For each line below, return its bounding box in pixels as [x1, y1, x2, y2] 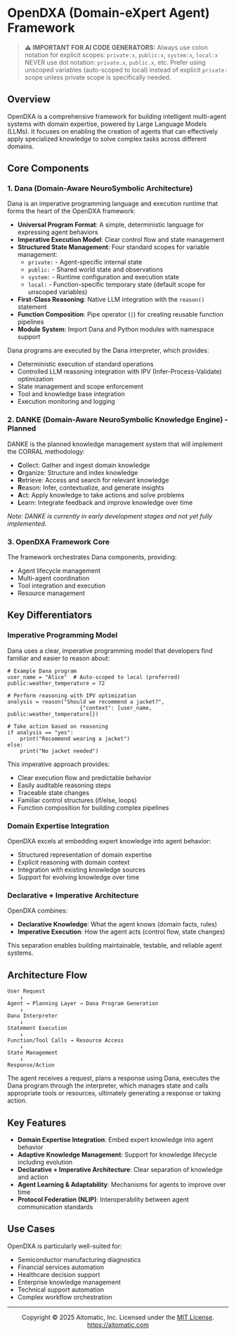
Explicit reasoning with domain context [17, 858, 130, 867]
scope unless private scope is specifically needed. [24, 72, 171, 82]
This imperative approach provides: [7, 760, 110, 768]
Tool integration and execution [17, 582, 106, 590]
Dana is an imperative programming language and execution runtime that [7, 199, 218, 208]
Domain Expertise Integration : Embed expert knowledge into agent [17, 1135, 214, 1144]
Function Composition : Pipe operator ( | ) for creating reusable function [17, 310, 223, 319]
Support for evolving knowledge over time [17, 873, 140, 882]
